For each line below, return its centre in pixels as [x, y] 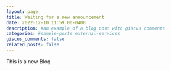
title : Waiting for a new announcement [55, 17]
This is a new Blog [28, 61]
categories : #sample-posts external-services [63, 34]
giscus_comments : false [36, 39]
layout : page [22, 12]
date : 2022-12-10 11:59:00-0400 [46, 22]
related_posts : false [33, 45]
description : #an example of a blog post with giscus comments [86, 28]
